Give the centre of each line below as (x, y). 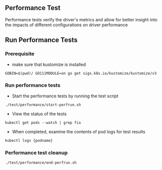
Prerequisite (20, 54)
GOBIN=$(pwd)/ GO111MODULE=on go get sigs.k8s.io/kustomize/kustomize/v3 (81, 73)
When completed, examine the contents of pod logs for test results (79, 131)
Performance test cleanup (36, 153)
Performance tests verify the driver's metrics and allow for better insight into (81, 19)
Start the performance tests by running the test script (65, 96)
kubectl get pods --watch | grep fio (43, 123)
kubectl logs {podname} (29, 140)
